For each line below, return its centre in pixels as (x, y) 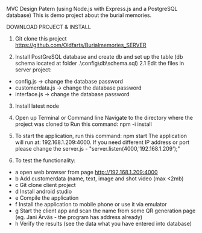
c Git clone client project (46, 185)
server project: (33, 70)
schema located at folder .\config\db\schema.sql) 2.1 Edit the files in (99, 63)
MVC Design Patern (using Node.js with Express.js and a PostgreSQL (92, 9)
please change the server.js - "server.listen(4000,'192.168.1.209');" (98, 149)
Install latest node (37, 106)
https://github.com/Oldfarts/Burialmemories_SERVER (80, 45)
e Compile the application (47, 198)
